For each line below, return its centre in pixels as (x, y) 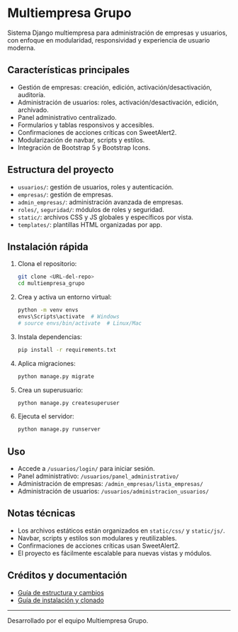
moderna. (22, 48)
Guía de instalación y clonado (61, 600)
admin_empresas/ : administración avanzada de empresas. (101, 202)
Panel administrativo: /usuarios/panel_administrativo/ (98, 476)
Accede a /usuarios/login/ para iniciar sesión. (86, 469)
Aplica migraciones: (46, 363)
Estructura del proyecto (61, 170)
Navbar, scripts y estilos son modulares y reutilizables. (97, 538)
